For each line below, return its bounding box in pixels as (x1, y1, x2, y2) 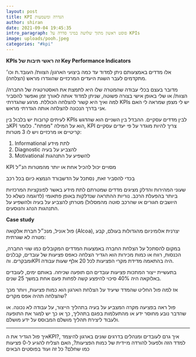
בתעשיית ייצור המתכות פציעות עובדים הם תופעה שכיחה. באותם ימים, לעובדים (6, 268, 177, 275)
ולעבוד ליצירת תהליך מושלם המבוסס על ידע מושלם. (6, 316, 120, 323)
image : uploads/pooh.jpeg (6, 36, 69, 41)
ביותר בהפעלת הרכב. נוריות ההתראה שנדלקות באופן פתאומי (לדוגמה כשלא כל (6, 192, 178, 199)
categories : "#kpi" (6, 41, 54, 47)
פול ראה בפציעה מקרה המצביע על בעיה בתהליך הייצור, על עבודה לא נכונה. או (6, 303, 176, 310)
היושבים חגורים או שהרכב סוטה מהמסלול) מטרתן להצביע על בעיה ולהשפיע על (6, 198, 177, 205)
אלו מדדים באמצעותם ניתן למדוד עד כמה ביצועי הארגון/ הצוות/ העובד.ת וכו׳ (6, 68, 171, 75)
